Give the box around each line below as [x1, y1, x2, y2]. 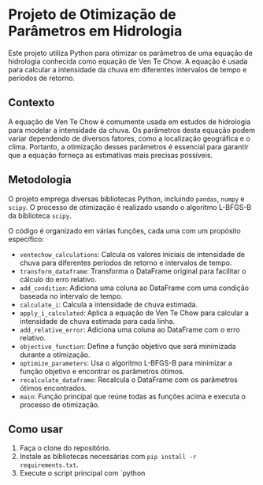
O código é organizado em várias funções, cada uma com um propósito [8, 226, 242, 235]
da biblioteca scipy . [8, 211, 72, 220]
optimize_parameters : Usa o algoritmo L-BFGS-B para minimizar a [19, 358, 232, 367]
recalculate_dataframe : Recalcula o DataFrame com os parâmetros [19, 375, 238, 384]
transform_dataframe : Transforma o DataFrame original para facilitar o [19, 266, 246, 276]
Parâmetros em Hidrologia [8, 22, 183, 40]
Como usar [8, 422, 64, 435]
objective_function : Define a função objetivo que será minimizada [19, 341, 236, 351]
